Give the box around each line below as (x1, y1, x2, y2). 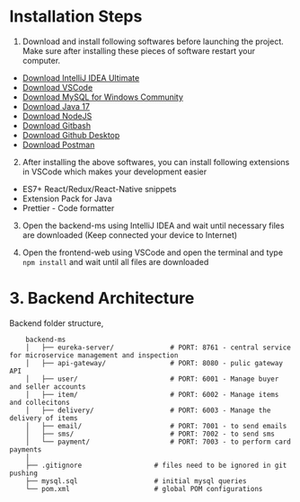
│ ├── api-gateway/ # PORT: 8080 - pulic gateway (25, 358, 283, 367)
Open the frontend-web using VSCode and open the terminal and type (22, 247, 284, 258)
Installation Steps (9, 6, 143, 27)
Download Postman (22, 139, 95, 150)
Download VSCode (22, 82, 93, 92)
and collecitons (9, 398, 70, 407)
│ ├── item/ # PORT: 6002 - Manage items (25, 390, 279, 399)
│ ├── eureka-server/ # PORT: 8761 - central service (25, 343, 292, 352)
